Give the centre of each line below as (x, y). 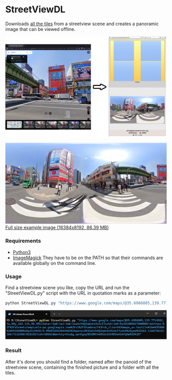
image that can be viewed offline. (40, 29)
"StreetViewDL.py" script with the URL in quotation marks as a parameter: (83, 293)
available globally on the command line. (54, 263)
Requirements (23, 241)
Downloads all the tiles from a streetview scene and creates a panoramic (82, 24)
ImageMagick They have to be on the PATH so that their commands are (88, 258)
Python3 (21, 252)
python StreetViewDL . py (31, 303)
